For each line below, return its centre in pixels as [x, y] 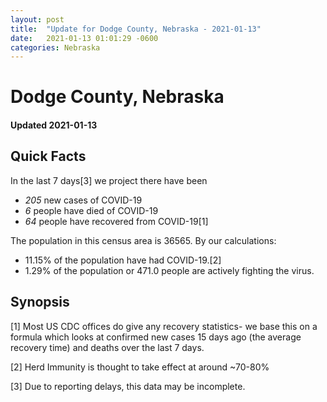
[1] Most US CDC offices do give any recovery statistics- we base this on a [164, 326]
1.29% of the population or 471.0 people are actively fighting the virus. [169, 270]
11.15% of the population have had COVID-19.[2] [123, 260]
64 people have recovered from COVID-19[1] [116, 221]
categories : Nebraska [55, 47]
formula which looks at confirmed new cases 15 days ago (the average [156, 337]
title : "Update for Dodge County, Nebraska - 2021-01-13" [136, 29]
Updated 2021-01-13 [54, 125]
